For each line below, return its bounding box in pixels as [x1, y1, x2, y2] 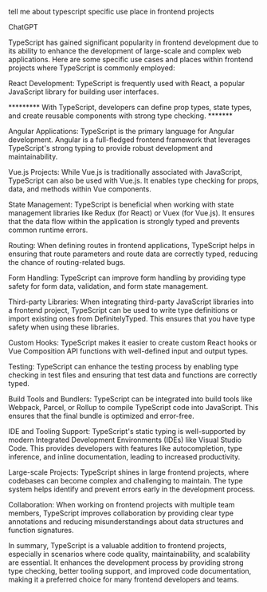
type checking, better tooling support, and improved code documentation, [8, 566, 252, 575]
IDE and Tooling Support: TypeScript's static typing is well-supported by [8, 427, 245, 436]
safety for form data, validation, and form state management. [8, 282, 209, 290]
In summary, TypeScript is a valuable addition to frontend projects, [8, 541, 227, 550]
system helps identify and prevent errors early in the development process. [8, 484, 256, 494]
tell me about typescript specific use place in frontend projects [8, 7, 215, 16]
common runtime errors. [8, 225, 88, 235]
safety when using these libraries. [8, 322, 120, 332]
